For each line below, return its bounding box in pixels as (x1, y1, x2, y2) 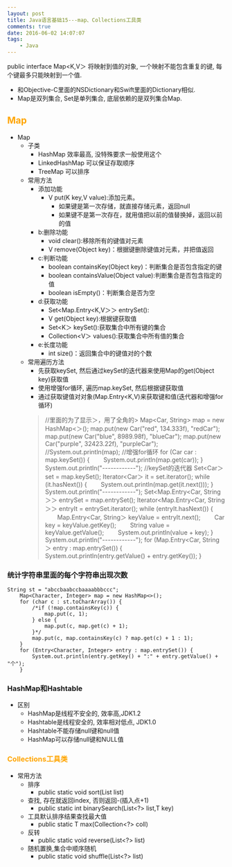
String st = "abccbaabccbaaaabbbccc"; (7, 587, 119, 593)
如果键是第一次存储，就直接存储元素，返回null (58, 202, 190, 210)
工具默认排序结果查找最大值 (27, 812, 107, 821)
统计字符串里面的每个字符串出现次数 (7, 570, 128, 580)
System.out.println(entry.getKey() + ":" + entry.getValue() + (32, 653, 218, 660)
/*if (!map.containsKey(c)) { (32, 605, 119, 611)
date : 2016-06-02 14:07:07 (7, 29, 85, 37)
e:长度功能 (37, 340, 68, 348)
